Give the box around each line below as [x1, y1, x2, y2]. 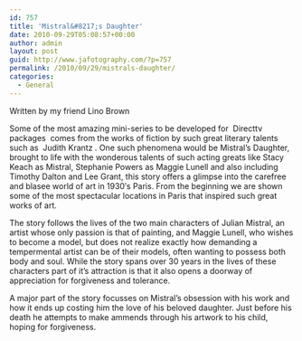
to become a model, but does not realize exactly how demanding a [9, 236, 258, 247]
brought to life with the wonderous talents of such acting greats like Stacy [9, 151, 285, 163]
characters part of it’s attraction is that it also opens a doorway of [9, 265, 253, 276]
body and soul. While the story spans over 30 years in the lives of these [9, 255, 277, 267]
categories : [9, 72, 54, 81]
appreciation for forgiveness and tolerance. [9, 275, 171, 286]
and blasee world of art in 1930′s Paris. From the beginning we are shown [9, 180, 283, 191]
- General [17, 81, 54, 90]
